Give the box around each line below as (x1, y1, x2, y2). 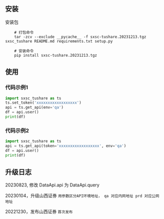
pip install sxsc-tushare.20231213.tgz (14, 53, 97, 58)
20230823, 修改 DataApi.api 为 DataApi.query (5, 182, 100, 188)
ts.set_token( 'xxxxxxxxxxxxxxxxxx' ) (5, 100, 81, 105)
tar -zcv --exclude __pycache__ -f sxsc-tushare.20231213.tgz (14, 34, 146, 39)
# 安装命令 (14, 48, 34, 54)
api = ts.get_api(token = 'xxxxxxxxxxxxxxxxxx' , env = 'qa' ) (5, 143, 126, 149)
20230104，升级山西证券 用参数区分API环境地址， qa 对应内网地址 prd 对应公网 (5, 192, 159, 199)
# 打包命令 (14, 30, 34, 35)
